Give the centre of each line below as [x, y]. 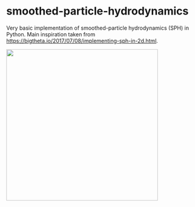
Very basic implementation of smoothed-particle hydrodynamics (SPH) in [98, 28]
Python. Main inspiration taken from [51, 34]
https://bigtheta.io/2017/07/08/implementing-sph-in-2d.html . [82, 41]
